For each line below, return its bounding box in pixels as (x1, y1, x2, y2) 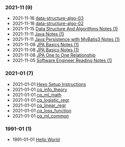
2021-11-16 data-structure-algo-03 (12, 15, 84, 21)
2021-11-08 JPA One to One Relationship (12, 52, 96, 58)
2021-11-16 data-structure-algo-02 (12, 20, 84, 26)
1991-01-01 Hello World (12, 136, 60, 143)
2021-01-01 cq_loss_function (12, 107, 72, 113)
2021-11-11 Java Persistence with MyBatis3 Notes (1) (12, 36, 120, 42)
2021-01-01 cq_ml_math (12, 91, 62, 98)
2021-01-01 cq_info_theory (12, 86, 67, 92)
